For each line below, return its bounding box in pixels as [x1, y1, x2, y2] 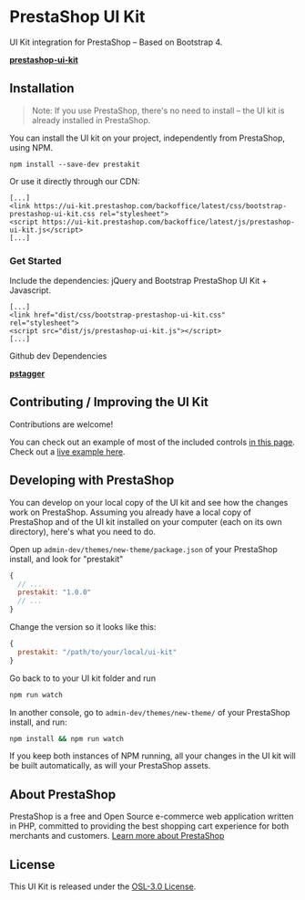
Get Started [9, 254, 62, 267]
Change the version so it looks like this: [9, 622, 157, 633]
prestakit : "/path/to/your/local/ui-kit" [17, 647, 178, 656]
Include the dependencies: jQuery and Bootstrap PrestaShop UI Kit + [9, 276, 268, 287]
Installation [9, 80, 75, 97]
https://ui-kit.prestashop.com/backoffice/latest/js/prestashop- [42, 217, 296, 226]
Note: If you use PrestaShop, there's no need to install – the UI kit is [31, 105, 285, 116]
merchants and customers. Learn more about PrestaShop [9, 831, 225, 842]
